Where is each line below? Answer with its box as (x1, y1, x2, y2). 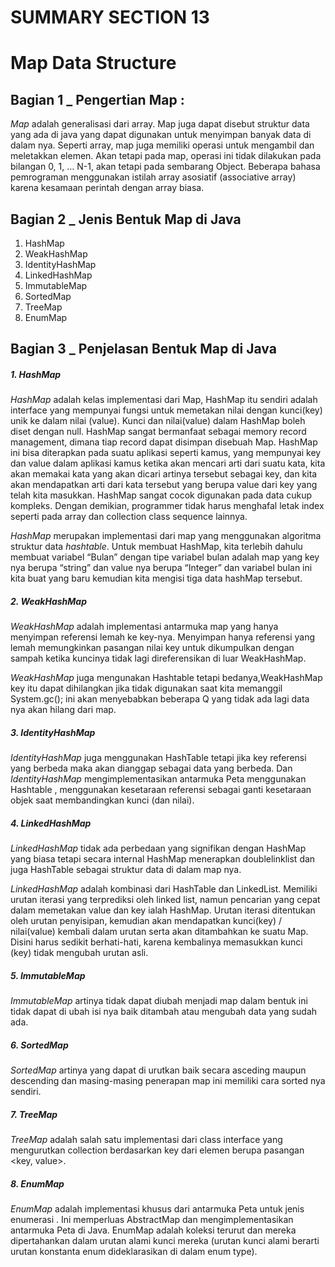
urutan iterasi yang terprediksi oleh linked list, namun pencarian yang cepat (10, 894, 321, 906)
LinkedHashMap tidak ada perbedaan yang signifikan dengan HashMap (10, 842, 307, 855)
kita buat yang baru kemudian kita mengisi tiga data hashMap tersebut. (10, 572, 303, 585)
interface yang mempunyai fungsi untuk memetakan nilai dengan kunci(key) (10, 404, 323, 416)
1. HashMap (10, 368, 62, 380)
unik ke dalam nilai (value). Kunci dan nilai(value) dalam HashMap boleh (10, 415, 306, 427)
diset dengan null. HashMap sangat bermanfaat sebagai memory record (10, 426, 307, 438)
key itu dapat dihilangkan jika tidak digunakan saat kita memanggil (10, 682, 283, 695)
